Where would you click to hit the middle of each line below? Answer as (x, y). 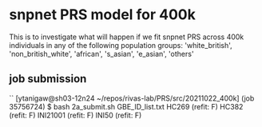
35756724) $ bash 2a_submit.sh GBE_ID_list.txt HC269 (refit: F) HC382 (126, 106)
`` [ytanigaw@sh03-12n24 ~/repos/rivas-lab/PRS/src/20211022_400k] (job (132, 98)
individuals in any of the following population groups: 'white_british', (121, 45)
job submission (48, 79)
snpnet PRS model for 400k (103, 15)
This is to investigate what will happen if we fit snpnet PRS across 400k (127, 37)
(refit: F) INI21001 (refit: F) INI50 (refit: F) (75, 115)
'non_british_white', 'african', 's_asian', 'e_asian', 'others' (101, 54)
